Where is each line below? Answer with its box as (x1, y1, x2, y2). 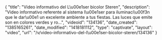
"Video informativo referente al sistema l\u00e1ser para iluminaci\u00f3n (5, 9, 150, 15)
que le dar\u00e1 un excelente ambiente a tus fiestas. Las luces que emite (5, 14, 153, 20)
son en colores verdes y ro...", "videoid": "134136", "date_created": (5, 19, 138, 25)
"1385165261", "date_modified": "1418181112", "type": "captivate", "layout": (5, 25, 153, 30)
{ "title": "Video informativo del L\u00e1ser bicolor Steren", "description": (5, 4, 150, 10)
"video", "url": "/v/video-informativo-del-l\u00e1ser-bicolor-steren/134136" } (5, 30, 157, 35)
